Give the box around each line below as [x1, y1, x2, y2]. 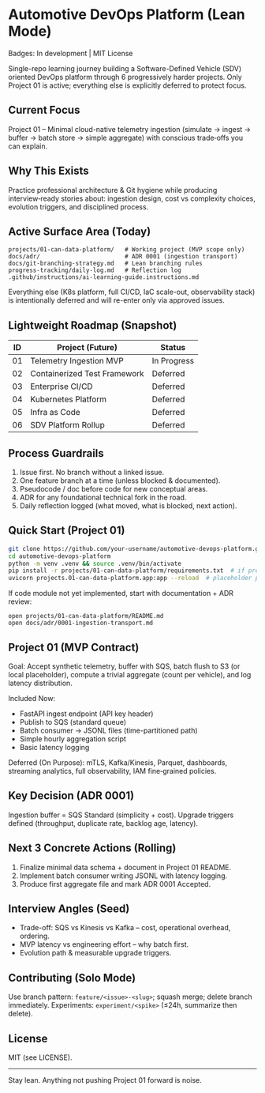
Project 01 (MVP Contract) [8, 640, 140, 654]
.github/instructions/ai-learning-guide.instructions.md [8, 273, 200, 281]
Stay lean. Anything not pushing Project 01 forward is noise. [8, 1076, 203, 1085]
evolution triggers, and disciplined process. [8, 202, 149, 211]
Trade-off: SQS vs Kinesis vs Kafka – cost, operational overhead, [19, 923, 231, 933]
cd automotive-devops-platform [8, 552, 111, 560]
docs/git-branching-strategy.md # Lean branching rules [8, 259, 203, 268]
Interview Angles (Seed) [8, 903, 130, 916]
